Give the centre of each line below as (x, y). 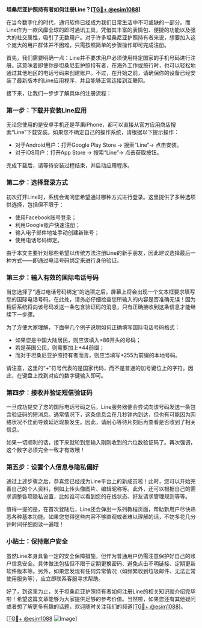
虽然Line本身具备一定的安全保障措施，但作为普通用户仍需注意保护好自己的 (98, 556)
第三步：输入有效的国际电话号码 (53, 277)
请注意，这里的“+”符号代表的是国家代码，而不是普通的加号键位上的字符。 (97, 368)
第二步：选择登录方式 (37, 182)
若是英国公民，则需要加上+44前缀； (60, 347)
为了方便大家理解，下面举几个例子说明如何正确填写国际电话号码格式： (93, 327)
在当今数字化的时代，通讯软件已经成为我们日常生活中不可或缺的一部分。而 (98, 22)
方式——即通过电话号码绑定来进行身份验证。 (66, 260)
